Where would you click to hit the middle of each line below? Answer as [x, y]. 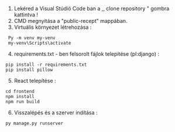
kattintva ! [26, 15]
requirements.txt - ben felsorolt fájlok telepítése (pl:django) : [86, 54]
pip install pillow [29, 70]
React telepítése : [35, 81]
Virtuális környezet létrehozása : [53, 27]
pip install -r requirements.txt [46, 65]
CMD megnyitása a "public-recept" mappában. [71, 21]
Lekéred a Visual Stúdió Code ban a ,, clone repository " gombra [92, 9]
